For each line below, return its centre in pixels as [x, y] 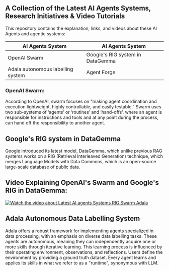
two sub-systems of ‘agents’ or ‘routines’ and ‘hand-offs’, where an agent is [84, 112]
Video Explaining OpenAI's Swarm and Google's [82, 183]
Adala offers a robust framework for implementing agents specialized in [79, 231]
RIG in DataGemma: [36, 191]
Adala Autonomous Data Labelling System [73, 219]
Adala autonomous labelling [40, 69]
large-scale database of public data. [43, 167]
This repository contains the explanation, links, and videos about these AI [81, 28]
